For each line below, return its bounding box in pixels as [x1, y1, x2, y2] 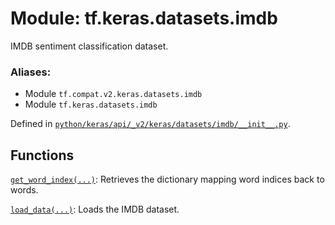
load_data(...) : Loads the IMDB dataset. [10, 203, 180, 216]
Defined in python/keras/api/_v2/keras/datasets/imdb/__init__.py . [10, 118, 291, 130]
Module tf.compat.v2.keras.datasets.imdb [24, 88, 203, 100]
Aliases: [10, 65, 52, 79]
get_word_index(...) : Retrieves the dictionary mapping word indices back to [10, 173, 325, 186]
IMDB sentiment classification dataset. [10, 40, 169, 52]
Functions [10, 147, 75, 164]
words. [10, 184, 39, 196]
